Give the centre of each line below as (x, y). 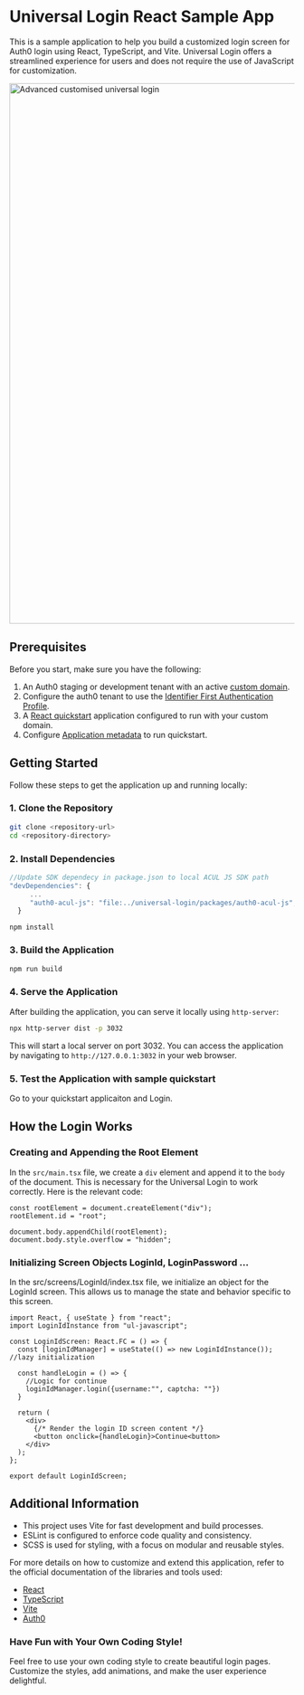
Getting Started (54, 763)
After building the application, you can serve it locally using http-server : (144, 1011)
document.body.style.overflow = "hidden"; (90, 1240)
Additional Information (74, 1504)
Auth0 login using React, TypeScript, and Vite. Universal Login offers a (141, 51)
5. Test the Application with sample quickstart (113, 1078)
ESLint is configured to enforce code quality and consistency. (137, 1535)
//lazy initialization (52, 1357)
